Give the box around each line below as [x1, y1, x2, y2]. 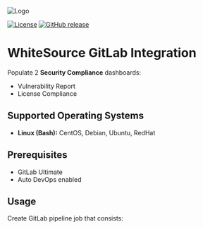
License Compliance [17, 89, 78, 98]
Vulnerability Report [17, 82, 76, 90]
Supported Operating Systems [7, 110, 144, 122]
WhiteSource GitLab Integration [7, 45, 197, 61]
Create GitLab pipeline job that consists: [7, 214, 123, 223]
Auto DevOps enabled [17, 175, 82, 183]
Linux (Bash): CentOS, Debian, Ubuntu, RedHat [17, 128, 156, 137]
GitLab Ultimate [17, 168, 63, 176]
